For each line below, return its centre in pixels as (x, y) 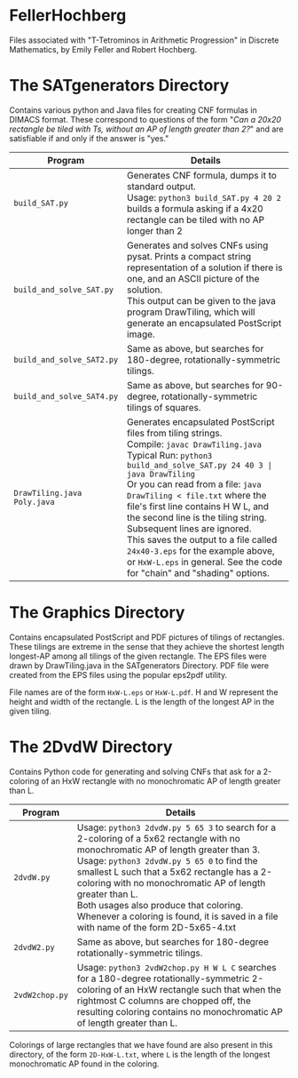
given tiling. (30, 711)
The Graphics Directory (97, 613)
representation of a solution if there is (205, 268)
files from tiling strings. (175, 433)
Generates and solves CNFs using (198, 245)
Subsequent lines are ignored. (189, 528)
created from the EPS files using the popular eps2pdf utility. (118, 675)
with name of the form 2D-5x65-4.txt (157, 927)
